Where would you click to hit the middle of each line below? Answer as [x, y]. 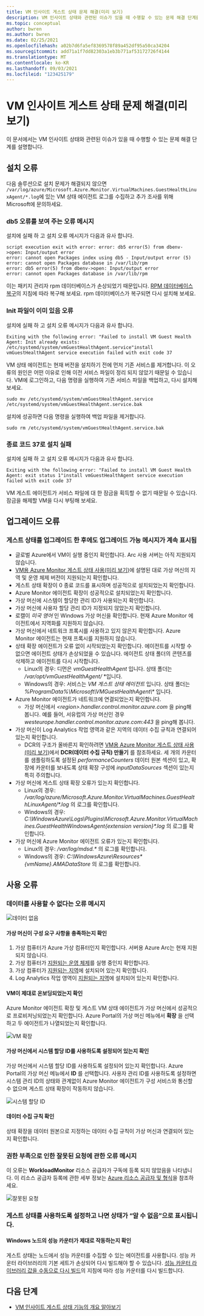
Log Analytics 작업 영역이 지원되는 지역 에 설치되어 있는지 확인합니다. [97, 978]
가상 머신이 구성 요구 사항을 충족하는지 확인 [57, 933]
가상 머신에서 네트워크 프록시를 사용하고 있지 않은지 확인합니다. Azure [98, 630]
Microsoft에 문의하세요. [34, 204]
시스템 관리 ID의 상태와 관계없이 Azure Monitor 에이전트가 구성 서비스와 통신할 [100, 1081]
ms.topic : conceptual [34, 23]
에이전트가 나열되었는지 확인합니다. [66, 1023]
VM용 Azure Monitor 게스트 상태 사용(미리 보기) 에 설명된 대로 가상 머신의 [102, 570]
